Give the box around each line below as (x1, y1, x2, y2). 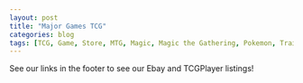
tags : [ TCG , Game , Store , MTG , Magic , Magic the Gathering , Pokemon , (9, 38, 277, 48)
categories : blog (9, 30, 75, 39)
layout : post (9, 13, 59, 23)
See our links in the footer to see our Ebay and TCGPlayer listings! (9, 63, 254, 74)
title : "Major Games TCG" (9, 22, 106, 31)
